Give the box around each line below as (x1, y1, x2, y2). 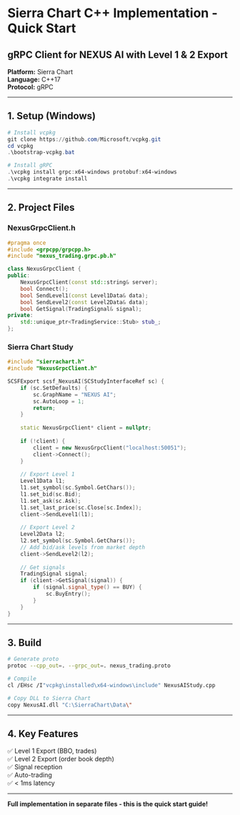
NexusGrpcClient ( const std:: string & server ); (20, 279, 159, 286)
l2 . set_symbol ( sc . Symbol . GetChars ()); (20, 537, 136, 544)
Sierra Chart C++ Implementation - (7, 5, 218, 21)
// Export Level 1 (20, 471, 75, 478)
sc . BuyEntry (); (45, 591, 91, 598)
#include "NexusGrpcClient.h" (7, 365, 98, 372)
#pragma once (7, 239, 46, 246)
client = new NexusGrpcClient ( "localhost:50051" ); (33, 444, 187, 451)
